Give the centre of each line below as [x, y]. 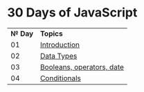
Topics [52, 34]
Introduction [60, 45]
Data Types [59, 56]
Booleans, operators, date [82, 67]
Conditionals [61, 78]
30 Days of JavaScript [72, 13]
